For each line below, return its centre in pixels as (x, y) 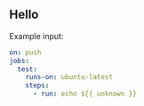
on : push (25, 53)
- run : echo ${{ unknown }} (85, 94)
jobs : (19, 61)
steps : (37, 86)
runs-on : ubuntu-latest (69, 77)
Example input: (36, 36)
